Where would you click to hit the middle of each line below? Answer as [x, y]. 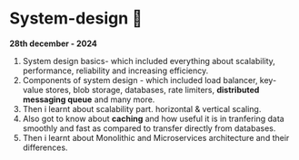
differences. [45, 147]
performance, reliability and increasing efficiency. [115, 71]
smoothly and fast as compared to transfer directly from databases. [149, 128]
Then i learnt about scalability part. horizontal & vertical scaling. [142, 108]
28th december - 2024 [54, 43]
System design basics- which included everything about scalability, [149, 61]
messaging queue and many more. [89, 99]
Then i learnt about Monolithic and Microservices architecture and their [156, 137]
